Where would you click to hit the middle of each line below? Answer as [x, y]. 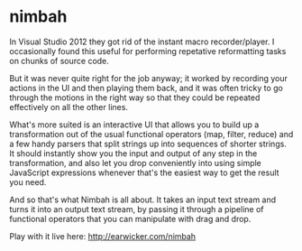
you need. [28, 181]
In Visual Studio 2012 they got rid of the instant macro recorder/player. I [142, 42]
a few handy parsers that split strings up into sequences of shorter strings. [148, 144]
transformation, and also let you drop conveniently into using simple [135, 163]
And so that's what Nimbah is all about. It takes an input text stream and [143, 200]
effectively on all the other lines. [69, 107]
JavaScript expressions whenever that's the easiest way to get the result [144, 172]
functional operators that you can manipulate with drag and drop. [130, 218]
